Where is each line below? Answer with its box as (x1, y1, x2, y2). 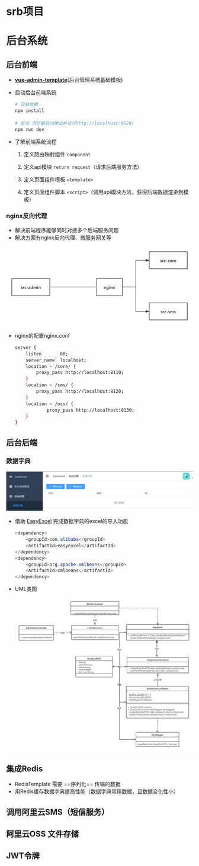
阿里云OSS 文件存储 (6, 829, 79, 839)
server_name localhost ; (25, 357, 87, 363)
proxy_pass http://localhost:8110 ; (36, 370, 124, 376)
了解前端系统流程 (14, 138, 57, 145)
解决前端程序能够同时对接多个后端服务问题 (14, 226, 119, 233)
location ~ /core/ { (25, 363, 76, 370)
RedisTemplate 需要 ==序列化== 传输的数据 (14, 781, 121, 788)
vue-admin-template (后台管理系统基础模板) (14, 76, 123, 84)
